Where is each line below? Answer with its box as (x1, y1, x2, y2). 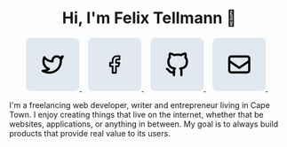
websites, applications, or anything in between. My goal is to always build (9, 119, 279, 129)
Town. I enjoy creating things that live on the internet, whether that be (9, 109, 264, 120)
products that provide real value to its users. (9, 128, 171, 138)
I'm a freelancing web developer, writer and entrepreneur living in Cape (9, 99, 271, 110)
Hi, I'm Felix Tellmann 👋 (61, 8, 237, 28)
